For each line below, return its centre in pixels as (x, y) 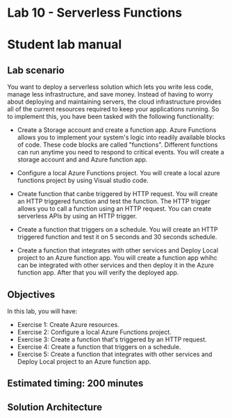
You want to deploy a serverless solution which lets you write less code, (110, 87)
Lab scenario (36, 70)
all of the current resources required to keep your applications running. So (113, 109)
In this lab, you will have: (42, 311)
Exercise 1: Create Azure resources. (68, 324)
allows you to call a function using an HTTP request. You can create (114, 209)
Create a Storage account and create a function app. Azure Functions (117, 130)
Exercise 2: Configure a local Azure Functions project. (94, 332)
